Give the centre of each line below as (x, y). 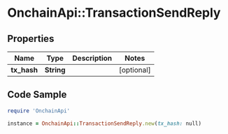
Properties (31, 39)
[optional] (135, 70)
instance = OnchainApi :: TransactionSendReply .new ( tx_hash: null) (104, 124)
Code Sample (37, 95)
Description (92, 58)
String (55, 70)
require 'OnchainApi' (39, 111)
